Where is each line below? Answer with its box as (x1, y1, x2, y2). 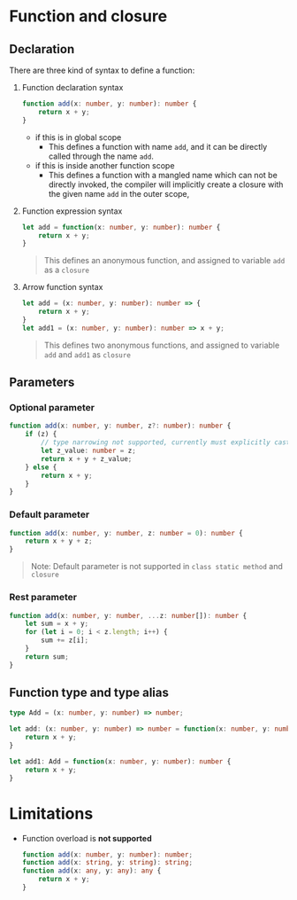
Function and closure (9, 6, 168, 27)
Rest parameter (9, 591, 78, 604)
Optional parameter (9, 402, 95, 414)
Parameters (9, 375, 75, 390)
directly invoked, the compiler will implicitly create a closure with (48, 179, 284, 190)
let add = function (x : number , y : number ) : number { (21, 223, 221, 231)
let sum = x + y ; (25, 619, 89, 629)
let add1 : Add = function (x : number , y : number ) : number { (9, 756, 232, 766)
